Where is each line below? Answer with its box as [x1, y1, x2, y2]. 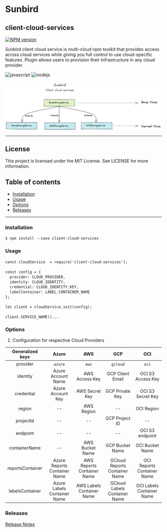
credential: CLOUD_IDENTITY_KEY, [9, 284, 79, 289]
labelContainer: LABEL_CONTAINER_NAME [9, 289, 90, 294]
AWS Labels [76, 483, 101, 489]
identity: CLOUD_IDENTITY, [9, 279, 66, 284]
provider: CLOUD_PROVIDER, [9, 274, 66, 279]
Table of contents [5, 178, 61, 186]
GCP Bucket [105, 442, 131, 448]
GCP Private [105, 388, 131, 394]
